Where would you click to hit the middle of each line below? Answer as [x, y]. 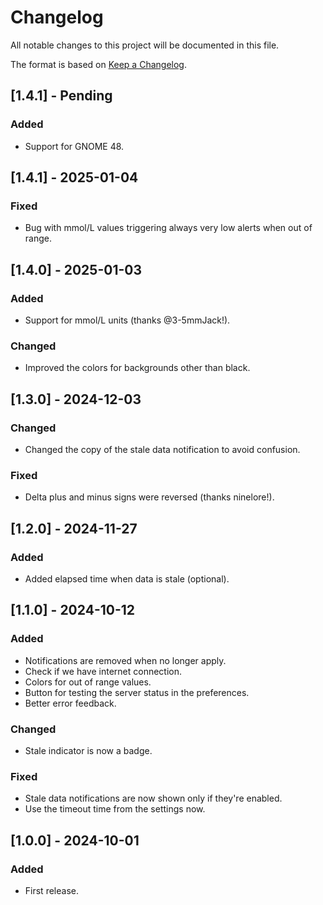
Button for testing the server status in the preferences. [137, 692]
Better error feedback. [70, 703]
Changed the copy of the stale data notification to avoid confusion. [162, 449]
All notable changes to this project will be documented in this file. [145, 45]
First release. [51, 890]
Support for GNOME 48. [74, 146]
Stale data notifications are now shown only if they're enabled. [153, 798]
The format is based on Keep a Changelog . [98, 64]
